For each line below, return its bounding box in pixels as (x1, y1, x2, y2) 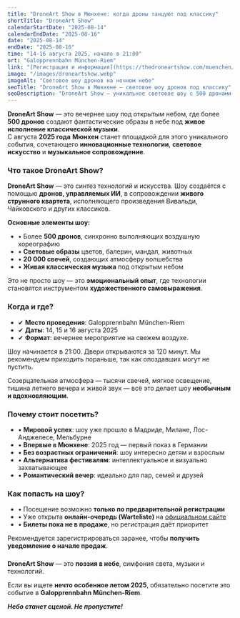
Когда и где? (7, 301, 54, 312)
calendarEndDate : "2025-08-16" (7, 30, 101, 38)
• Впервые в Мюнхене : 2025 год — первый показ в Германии (17, 441, 209, 449)
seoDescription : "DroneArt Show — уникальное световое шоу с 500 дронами (7, 90, 232, 97)
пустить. (7, 362, 34, 371)
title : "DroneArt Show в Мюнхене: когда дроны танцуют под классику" (7, 10, 219, 18)
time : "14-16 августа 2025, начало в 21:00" (7, 51, 142, 58)
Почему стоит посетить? (7, 409, 99, 419)
